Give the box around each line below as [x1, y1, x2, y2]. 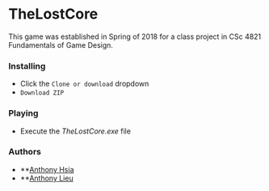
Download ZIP [19, 89, 65, 97]
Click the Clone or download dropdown [19, 79, 149, 89]
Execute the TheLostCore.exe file [19, 126, 132, 136]
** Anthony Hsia [19, 164, 74, 174]
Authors [8, 146, 42, 158]
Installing [8, 60, 46, 71]
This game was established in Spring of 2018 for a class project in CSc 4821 [8, 32, 262, 41]
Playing [8, 108, 39, 119]
